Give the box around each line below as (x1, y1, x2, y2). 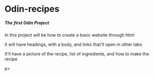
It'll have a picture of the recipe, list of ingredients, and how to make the (4, 51, 150, 57)
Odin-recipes (4, 3, 60, 15)
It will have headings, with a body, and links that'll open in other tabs (4, 41, 142, 47)
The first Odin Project (4, 19, 49, 25)
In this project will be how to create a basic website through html (4, 32, 135, 38)
